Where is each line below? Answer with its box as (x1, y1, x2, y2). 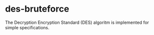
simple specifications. (5, 24, 50, 30)
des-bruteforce (5, 3, 69, 15)
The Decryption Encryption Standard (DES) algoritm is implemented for (5, 19, 149, 25)
